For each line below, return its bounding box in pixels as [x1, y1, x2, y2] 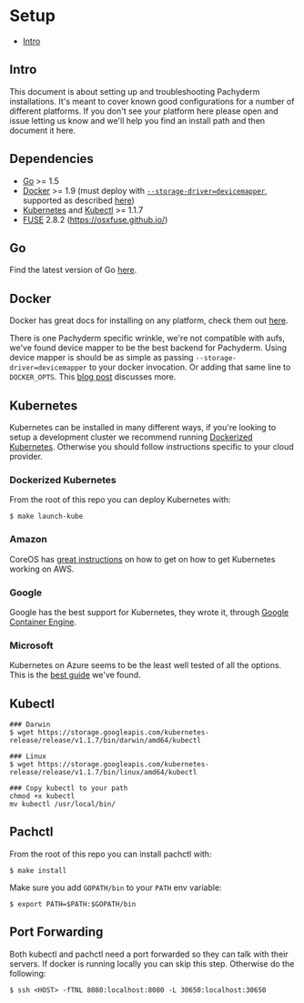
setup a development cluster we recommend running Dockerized [9, 431, 253, 442]
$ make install [9, 866, 67, 875]
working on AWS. [9, 563, 75, 574]
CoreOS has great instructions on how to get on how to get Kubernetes [9, 553, 276, 564]
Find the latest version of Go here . [9, 265, 137, 276]
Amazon [9, 533, 47, 546]
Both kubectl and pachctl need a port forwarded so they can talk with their [9, 948, 289, 959]
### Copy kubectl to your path [9, 784, 128, 793]
